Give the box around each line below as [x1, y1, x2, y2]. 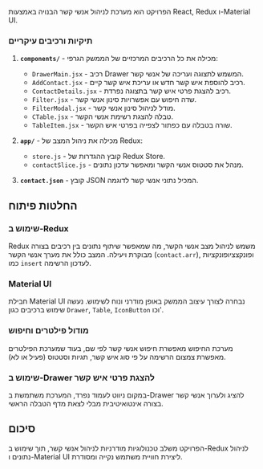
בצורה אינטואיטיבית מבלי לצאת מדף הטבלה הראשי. [8, 398, 164, 408]
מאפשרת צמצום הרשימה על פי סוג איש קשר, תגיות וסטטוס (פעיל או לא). [8, 352, 226, 361]
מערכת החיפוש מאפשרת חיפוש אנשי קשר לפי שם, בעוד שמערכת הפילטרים [8, 343, 234, 353]
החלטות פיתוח [8, 198, 78, 212]
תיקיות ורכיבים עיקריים [8, 35, 93, 47]
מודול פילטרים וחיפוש [8, 325, 90, 336]
